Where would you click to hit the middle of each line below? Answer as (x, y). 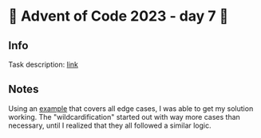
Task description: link (43, 64)
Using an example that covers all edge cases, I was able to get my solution (131, 108)
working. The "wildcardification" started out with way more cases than (125, 117)
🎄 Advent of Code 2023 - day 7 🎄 (119, 16)
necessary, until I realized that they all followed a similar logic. (110, 125)
